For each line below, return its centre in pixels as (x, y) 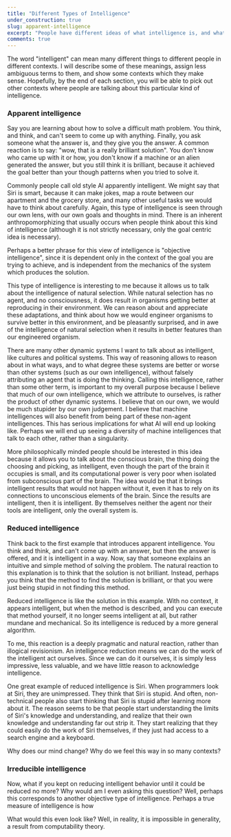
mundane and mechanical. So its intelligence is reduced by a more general (113, 622)
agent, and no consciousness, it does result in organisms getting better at (111, 300)
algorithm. (22, 630)
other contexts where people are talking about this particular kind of (103, 88)
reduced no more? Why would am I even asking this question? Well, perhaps (115, 791)
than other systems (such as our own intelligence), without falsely (100, 373)
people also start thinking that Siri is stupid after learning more (122, 700)
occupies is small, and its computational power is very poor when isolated (112, 474)
